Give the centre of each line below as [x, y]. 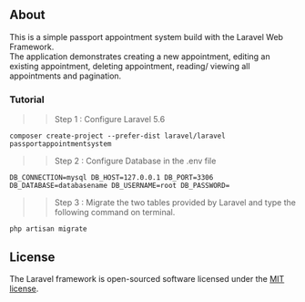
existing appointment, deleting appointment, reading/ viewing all [130, 66]
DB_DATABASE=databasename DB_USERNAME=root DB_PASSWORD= [120, 186]
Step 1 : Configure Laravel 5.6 [110, 120]
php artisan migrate [49, 229]
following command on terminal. [115, 213]
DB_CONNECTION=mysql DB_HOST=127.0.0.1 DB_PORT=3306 [112, 178]
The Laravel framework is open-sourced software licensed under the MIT [147, 278]
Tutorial [27, 99]
